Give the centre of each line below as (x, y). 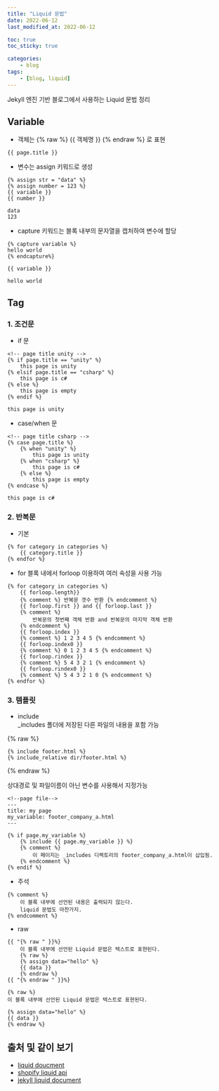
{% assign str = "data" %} (47, 180)
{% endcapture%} (31, 257)
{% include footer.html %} (47, 751)
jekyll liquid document (49, 1080)
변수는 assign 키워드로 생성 (55, 167)
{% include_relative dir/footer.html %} (67, 757)
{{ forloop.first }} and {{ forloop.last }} (86, 606)
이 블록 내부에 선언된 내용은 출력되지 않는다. (77, 902)
